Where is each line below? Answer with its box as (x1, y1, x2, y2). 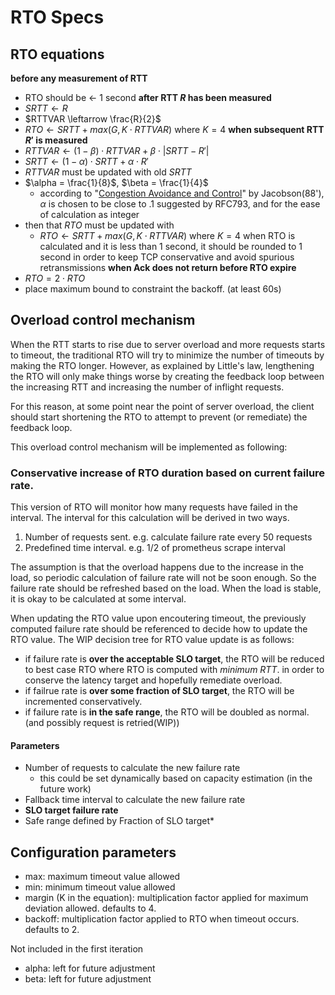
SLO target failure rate (24, 804, 119, 816)
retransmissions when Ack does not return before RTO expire (39, 262, 297, 273)
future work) (39, 783, 92, 795)
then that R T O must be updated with (24, 219, 175, 231)
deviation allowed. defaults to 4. (24, 902, 157, 915)
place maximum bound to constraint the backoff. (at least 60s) (24, 283, 282, 295)
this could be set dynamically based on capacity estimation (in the (39, 772, 313, 785)
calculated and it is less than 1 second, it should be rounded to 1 (39, 241, 303, 252)
